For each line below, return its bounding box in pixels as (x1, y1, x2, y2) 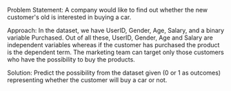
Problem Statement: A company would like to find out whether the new (7, 6, 208, 14)
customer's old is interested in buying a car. (7, 13, 132, 21)
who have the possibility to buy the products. (7, 55, 136, 64)
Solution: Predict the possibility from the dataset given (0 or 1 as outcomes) (7, 68, 221, 77)
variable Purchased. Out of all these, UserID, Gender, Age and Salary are (7, 34, 214, 42)
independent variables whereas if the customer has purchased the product (7, 41, 220, 49)
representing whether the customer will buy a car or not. (7, 76, 168, 84)
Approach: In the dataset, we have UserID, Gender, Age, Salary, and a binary (7, 27, 225, 34)
